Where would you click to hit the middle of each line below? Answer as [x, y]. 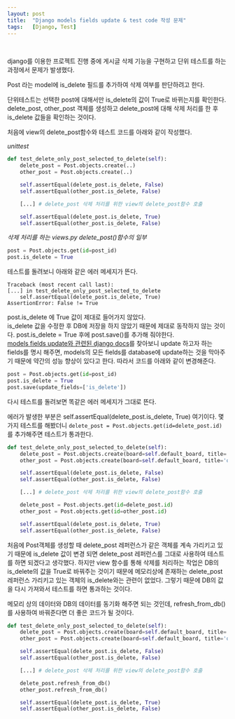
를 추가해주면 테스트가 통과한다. [50, 434]
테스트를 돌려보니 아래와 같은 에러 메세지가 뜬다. [73, 271]
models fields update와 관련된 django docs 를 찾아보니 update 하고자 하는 [110, 344]
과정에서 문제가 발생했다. [41, 70]
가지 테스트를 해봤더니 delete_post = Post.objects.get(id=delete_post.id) [115, 425]
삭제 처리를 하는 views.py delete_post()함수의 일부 [77, 237]
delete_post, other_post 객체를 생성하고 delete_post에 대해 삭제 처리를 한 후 [113, 109]
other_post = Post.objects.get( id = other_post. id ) [94, 511]
